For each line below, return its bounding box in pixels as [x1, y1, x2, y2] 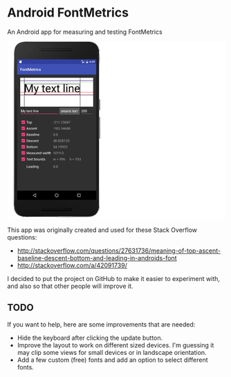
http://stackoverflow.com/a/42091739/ [17, 261, 128, 269]
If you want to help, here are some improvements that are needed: [7, 320, 196, 329]
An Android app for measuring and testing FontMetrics [7, 28, 163, 36]
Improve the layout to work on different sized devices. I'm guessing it [17, 340, 214, 349]
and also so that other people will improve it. [7, 282, 133, 290]
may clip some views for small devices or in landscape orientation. [17, 348, 207, 356]
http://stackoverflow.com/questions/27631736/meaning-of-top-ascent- [17, 246, 221, 255]
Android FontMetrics [7, 5, 129, 21]
